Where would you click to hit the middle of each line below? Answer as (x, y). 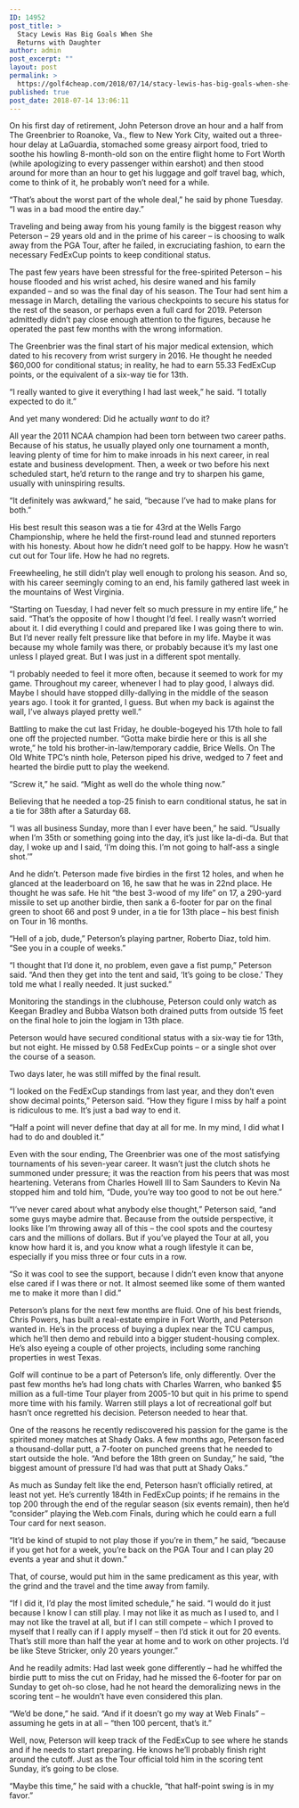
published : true (39, 92)
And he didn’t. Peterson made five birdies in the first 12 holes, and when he (147, 874)
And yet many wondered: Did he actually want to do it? (110, 419)
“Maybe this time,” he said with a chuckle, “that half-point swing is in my (141, 1786)
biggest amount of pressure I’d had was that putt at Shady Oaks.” (129, 1468)
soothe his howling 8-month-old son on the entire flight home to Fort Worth (147, 154)
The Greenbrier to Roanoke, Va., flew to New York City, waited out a (133, 136)
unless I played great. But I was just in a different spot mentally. (125, 657)
